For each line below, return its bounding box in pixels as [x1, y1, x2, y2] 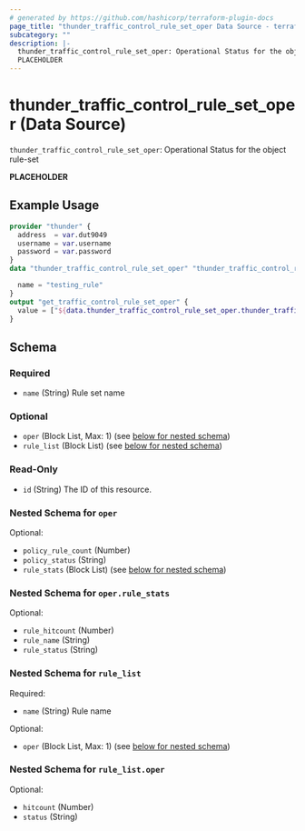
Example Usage [9, 197, 100, 214]
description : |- [9, 38, 71, 48]
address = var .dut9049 [17, 230, 107, 239]
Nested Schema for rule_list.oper [9, 763, 165, 776]
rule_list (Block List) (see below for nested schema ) [22, 440, 222, 451]
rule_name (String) [22, 635, 91, 646]
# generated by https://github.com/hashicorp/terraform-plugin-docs [9, 13, 274, 23]
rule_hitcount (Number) [22, 625, 115, 636]
